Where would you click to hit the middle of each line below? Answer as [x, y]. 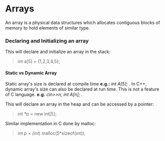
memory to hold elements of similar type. [48, 27]
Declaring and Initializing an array [47, 40]
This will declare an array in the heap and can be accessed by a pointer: [79, 104]
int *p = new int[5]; [37, 114]
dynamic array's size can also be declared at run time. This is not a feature [82, 89]
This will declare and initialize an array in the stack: [58, 52]
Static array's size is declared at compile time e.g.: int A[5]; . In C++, [76, 84]
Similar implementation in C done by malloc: [51, 123]
